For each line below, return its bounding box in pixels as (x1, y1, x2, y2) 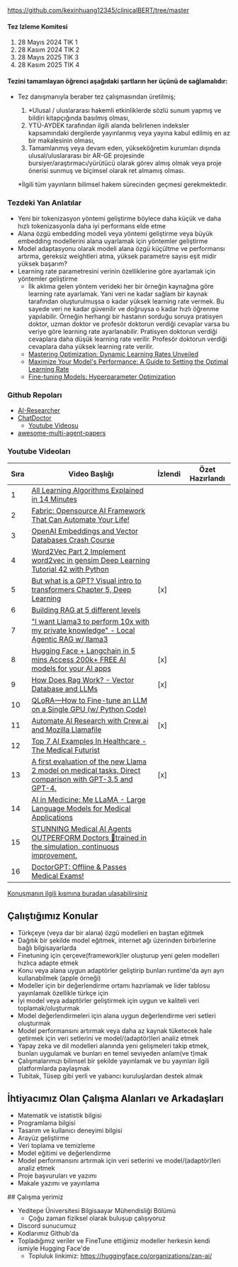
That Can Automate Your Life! (31, 515, 130, 525)
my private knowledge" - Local (31, 625, 135, 635)
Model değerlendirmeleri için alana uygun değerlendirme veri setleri (17, 1012, 216, 1020)
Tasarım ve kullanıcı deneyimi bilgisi (17, 1126, 123, 1134)
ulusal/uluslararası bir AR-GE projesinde (28, 152, 145, 160)
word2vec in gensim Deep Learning (31, 556, 150, 566)
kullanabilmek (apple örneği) (17, 974, 101, 983)
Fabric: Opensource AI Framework (31, 506, 145, 516)
